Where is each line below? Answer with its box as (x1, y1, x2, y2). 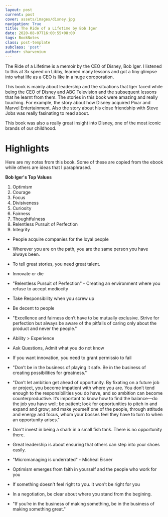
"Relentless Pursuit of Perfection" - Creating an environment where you (12, 280, 160, 286)
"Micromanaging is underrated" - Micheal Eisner (12, 457, 113, 463)
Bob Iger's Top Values (5, 174, 52, 181)
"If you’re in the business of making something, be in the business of (12, 501, 154, 507)
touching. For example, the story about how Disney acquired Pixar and (5, 99, 150, 105)
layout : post (5, 7, 33, 13)
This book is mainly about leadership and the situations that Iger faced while (5, 83, 163, 89)
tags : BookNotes (5, 36, 39, 41)
